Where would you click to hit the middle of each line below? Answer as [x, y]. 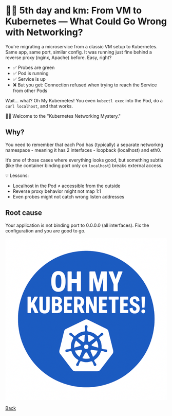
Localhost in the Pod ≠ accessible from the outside [66, 186]
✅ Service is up [29, 79]
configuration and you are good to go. [45, 230]
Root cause [24, 213]
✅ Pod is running [31, 73]
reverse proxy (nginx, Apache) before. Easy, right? [59, 57]
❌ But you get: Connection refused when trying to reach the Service [85, 85]
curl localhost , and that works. [39, 106]
